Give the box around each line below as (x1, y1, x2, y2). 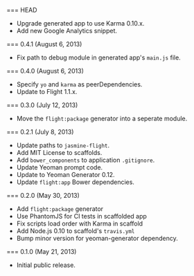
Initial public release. (16, 261, 76, 269)
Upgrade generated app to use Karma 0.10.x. (16, 19, 145, 27)
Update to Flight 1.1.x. (16, 88, 78, 95)
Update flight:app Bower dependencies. (16, 178, 134, 186)
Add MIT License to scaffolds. (16, 149, 103, 156)
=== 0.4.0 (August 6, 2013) (6, 67, 85, 75)
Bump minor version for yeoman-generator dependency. (16, 234, 178, 242)
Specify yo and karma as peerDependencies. (16, 80, 143, 89)
